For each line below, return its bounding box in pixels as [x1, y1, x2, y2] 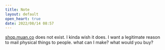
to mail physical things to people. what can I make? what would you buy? [5, 40, 154, 46]
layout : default [5, 12, 39, 17]
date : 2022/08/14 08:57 [5, 21, 54, 26]
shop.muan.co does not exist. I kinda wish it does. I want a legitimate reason [5, 34, 161, 40]
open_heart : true [5, 16, 41, 21]
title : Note [5, 7, 30, 12]
